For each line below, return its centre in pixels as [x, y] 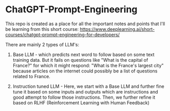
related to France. [31, 76]
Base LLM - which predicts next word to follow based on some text [84, 54]
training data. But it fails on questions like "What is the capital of [80, 60]
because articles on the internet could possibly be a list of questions [85, 71]
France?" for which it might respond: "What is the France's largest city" [88, 65]
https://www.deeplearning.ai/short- [117, 29]
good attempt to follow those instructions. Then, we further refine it [84, 97]
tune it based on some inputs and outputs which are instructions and [85, 91]
